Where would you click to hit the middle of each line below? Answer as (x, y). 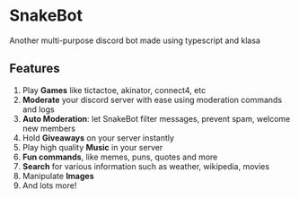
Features (35, 69)
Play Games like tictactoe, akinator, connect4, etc (114, 90)
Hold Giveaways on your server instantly (98, 138)
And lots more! (49, 185)
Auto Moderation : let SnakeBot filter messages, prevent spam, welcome (156, 118)
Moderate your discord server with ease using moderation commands (152, 99)
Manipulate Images (58, 176)
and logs (39, 109)
